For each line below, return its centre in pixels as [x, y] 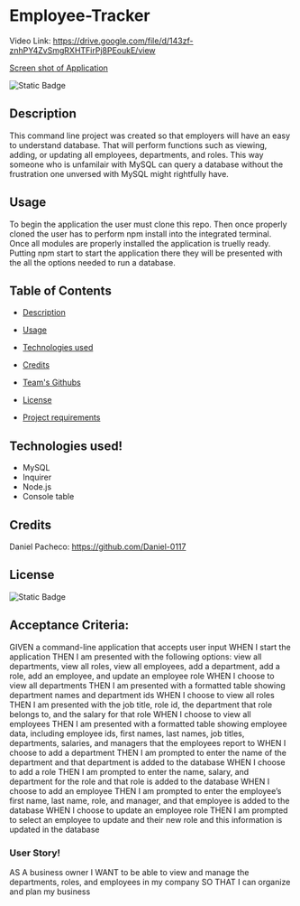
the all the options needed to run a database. [92, 262]
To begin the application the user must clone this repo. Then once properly [148, 224]
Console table [48, 497]
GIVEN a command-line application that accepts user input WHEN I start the [150, 647]
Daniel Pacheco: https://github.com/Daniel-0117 [98, 546]
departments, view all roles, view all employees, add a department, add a [145, 666]
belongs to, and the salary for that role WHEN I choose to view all [130, 714]
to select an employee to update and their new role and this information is [146, 819]
